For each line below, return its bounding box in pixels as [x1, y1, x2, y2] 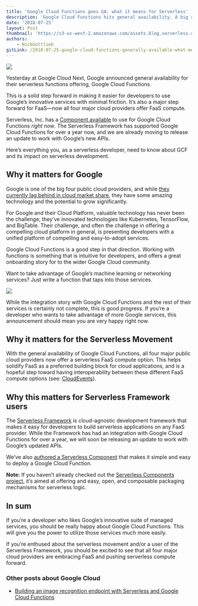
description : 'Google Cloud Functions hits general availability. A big [6, 14, 189, 20]
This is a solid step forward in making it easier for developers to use [6, 92, 171, 99]
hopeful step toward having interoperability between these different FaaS [6, 369, 184, 376]
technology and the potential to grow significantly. [6, 198, 128, 205]
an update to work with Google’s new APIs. [6, 135, 110, 142]
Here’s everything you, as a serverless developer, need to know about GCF [6, 146, 188, 153]
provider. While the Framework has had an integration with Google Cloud [6, 430, 183, 437]
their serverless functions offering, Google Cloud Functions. [6, 80, 151, 87]
